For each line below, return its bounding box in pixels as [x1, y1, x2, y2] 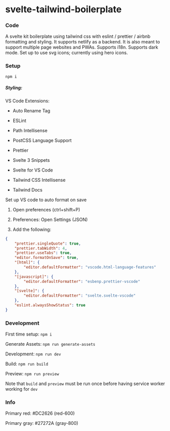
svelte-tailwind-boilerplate [5, 4, 122, 15]
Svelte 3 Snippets [12, 157, 50, 163]
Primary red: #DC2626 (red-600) [5, 410, 75, 417]
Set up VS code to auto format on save [5, 197, 87, 203]
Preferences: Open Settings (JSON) [12, 216, 88, 223]
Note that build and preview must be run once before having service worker [5, 380, 165, 387]
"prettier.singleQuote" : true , [14, 241, 81, 246]
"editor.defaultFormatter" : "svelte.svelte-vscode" [23, 293, 136, 298]
